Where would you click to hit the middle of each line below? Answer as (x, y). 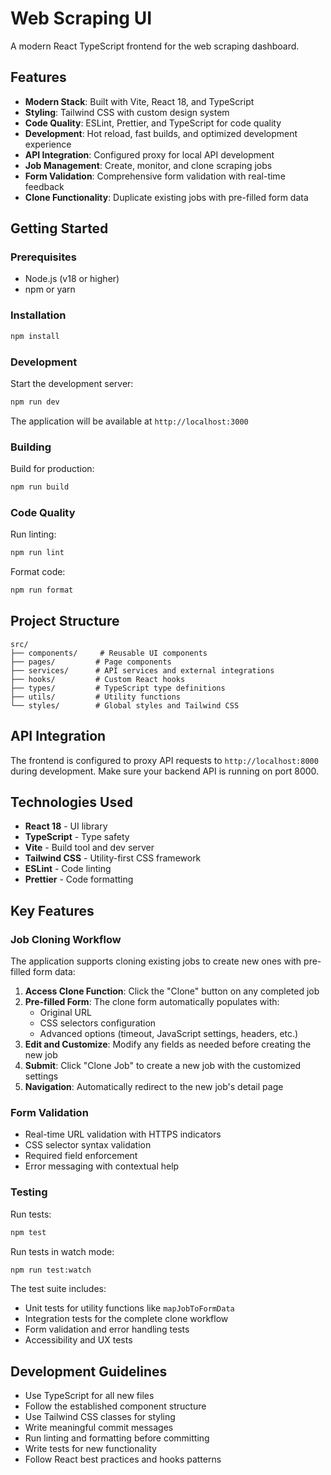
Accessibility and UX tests (78, 1340)
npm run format (42, 590)
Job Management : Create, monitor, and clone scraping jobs (148, 165)
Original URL (65, 1013)
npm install (35, 336)
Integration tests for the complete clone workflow (126, 1319)
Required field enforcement (81, 1156)
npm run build (40, 487)
